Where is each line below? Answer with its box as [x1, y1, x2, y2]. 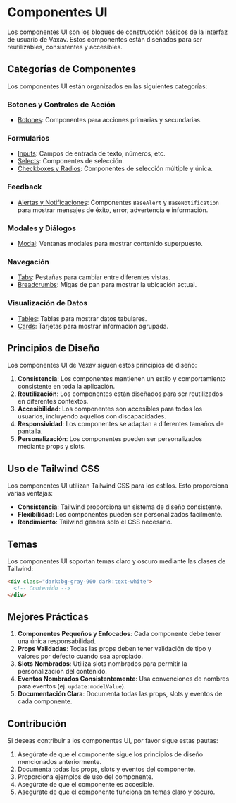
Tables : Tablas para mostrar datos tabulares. [17, 314, 147, 322]
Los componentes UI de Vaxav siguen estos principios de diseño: [7, 361, 197, 370]
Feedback [7, 182, 42, 192]
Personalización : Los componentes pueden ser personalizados [17, 435, 203, 443]
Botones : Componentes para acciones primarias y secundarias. [17, 116, 202, 124]
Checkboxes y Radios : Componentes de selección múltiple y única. [17, 164, 213, 173]
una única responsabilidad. [17, 637, 97, 645]
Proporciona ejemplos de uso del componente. [17, 773, 154, 781]
